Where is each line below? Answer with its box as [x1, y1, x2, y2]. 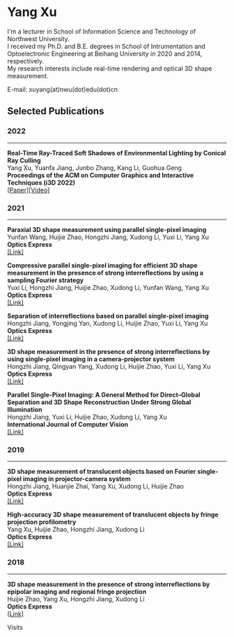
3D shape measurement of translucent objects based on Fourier [7, 468, 196, 476]
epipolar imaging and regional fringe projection [7, 587, 147, 596]
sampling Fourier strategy [7, 276, 84, 284]
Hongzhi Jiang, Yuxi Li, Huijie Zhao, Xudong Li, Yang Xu [7, 413, 167, 421]
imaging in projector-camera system [22, 475, 131, 483]
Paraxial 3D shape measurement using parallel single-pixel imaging [7, 225, 207, 233]
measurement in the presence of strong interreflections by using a [7, 268, 204, 277]
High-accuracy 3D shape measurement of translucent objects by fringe [7, 510, 219, 519]
